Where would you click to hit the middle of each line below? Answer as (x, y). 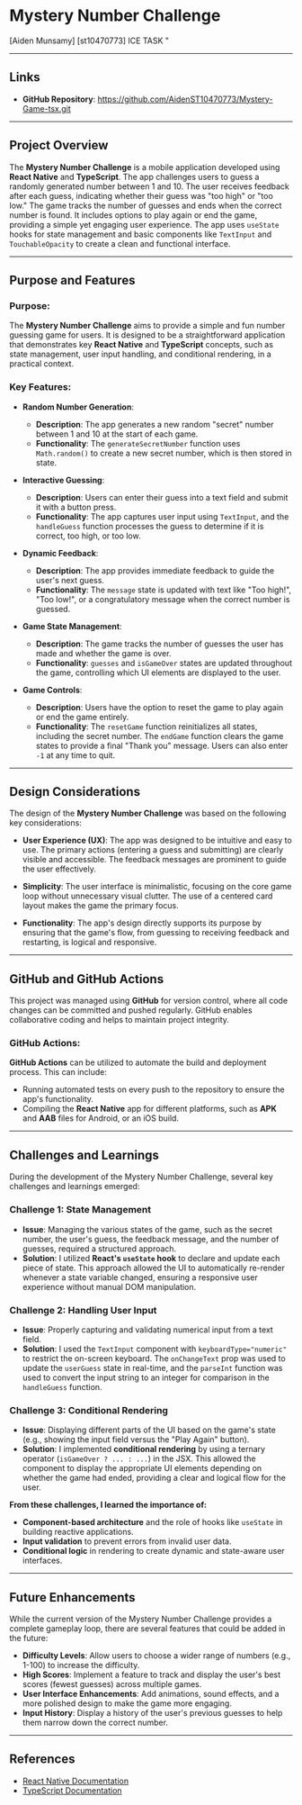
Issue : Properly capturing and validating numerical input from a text (148, 1330)
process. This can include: (58, 1072)
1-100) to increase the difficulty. (81, 1665)
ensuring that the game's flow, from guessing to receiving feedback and (155, 933)
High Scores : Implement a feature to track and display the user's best (151, 1674)
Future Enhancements (73, 1597)
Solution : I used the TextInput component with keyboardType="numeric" (155, 1349)
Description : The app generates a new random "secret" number (155, 424)
